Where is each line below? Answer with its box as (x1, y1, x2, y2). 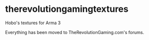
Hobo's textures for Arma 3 (5, 20, 61, 26)
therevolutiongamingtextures (5, 3, 129, 15)
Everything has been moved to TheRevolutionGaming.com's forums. (5, 29, 145, 35)
